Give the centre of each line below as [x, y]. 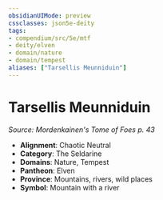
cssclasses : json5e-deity [51, 23]
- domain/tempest [37, 61]
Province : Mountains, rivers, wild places [86, 179]
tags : [17, 30]
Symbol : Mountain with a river [70, 187]
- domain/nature [35, 53]
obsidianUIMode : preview [50, 16]
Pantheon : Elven [47, 170]
